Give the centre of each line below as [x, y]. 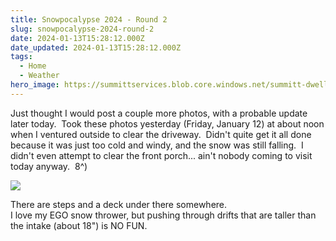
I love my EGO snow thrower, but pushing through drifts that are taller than [163, 215]
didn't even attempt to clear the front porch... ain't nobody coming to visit [161, 155]
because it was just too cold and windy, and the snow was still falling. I [157, 145]
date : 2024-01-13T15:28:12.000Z [77, 38]
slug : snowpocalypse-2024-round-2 [82, 29]
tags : [21, 57]
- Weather [39, 76]
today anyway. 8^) [49, 166]
